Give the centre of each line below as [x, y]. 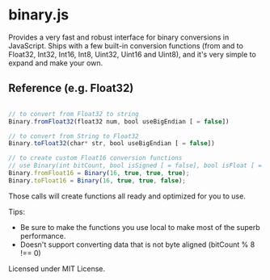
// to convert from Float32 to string [74, 114]
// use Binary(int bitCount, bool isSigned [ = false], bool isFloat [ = [135, 166]
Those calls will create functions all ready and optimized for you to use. [127, 196]
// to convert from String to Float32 [74, 136]
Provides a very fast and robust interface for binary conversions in [119, 37]
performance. [43, 236]
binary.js [39, 15]
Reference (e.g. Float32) [71, 88]
